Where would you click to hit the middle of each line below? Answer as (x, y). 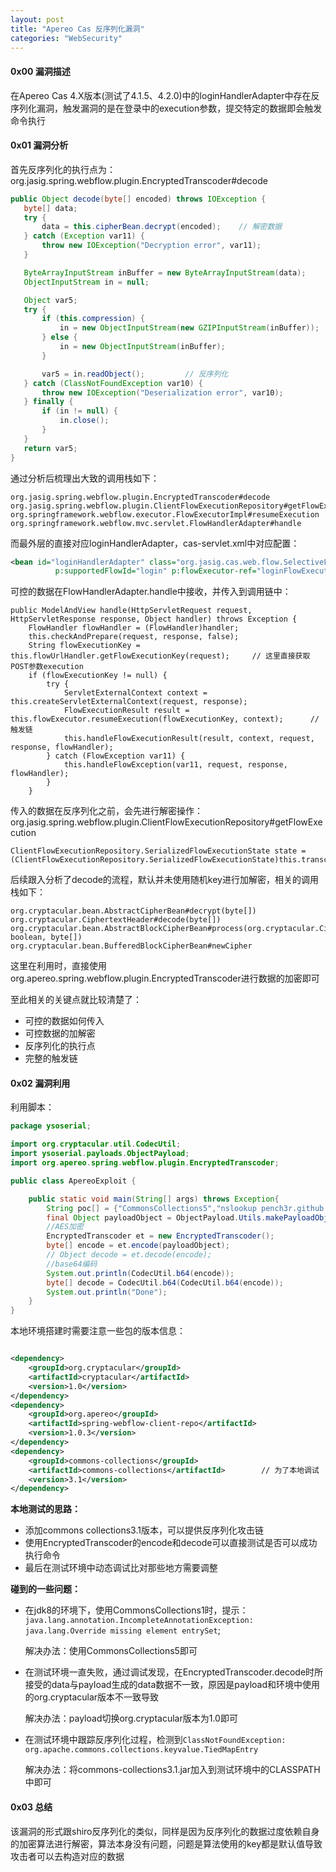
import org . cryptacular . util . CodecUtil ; (96, 1144)
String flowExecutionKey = (84, 646)
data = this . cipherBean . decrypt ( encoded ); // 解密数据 (162, 227)
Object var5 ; (50, 300)
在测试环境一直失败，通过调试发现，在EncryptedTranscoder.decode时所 (174, 1672)
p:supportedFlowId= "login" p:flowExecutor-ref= (155, 571)
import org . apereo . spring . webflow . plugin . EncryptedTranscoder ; (145, 1163)
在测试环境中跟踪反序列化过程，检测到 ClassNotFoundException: (155, 1740)
